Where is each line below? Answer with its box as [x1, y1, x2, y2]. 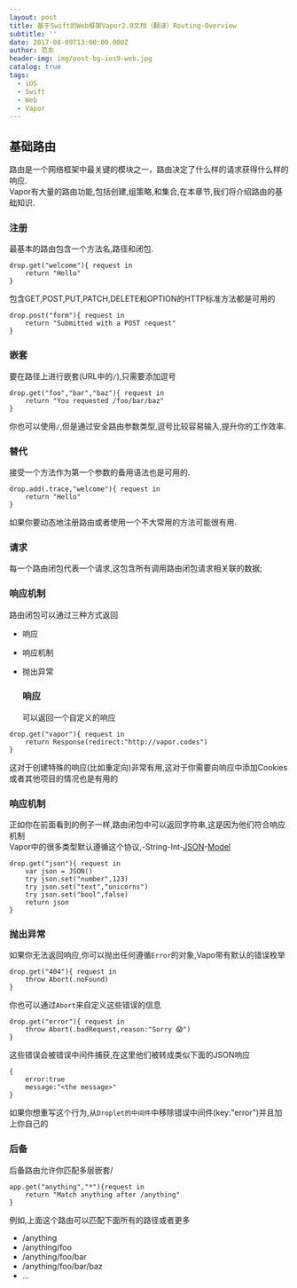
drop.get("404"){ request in [9, 968, 117, 976]
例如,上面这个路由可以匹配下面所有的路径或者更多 [9, 1214, 191, 1225]
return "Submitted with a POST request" [25, 319, 176, 328]
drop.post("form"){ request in [9, 312, 125, 320]
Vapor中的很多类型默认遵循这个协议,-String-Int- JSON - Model [9, 842, 231, 852]
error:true [25, 1075, 66, 1084]
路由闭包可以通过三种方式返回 [9, 609, 118, 620]
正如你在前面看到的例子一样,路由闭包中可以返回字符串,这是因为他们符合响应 [9, 819, 286, 830]
